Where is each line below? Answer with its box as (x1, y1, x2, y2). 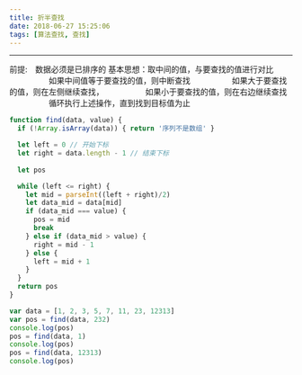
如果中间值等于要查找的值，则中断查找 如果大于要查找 (48, 76, 288, 86)
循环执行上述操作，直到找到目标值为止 (48, 98, 191, 109)
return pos (17, 282, 58, 291)
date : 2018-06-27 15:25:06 (9, 22, 111, 31)
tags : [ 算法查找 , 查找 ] (9, 30, 91, 39)
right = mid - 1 (32, 240, 94, 249)
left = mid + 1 (32, 257, 91, 266)
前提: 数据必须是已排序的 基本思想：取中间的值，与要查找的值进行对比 (9, 64, 274, 75)
